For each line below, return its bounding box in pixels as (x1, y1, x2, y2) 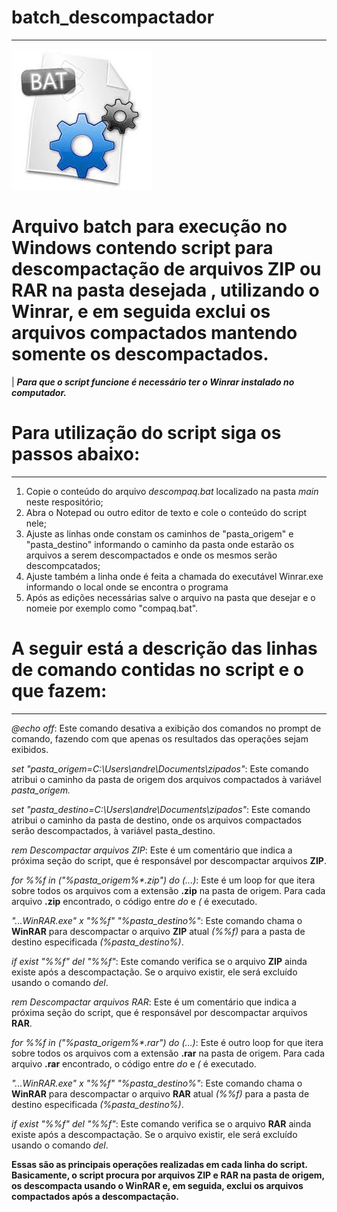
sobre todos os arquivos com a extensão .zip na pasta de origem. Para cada (11, 884, 326, 896)
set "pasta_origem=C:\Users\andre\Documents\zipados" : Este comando (11, 762, 309, 775)
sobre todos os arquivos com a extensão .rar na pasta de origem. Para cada (11, 1047, 326, 1059)
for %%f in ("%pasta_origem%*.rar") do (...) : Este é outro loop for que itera (11, 1036, 324, 1048)
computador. (11, 386, 67, 398)
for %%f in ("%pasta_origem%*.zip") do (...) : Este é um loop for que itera (11, 874, 316, 886)
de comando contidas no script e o (11, 659, 304, 681)
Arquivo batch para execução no (11, 216, 288, 238)
